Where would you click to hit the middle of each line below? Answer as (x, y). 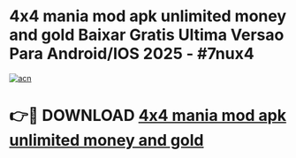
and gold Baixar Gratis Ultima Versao (147, 35)
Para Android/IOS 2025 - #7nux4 (132, 54)
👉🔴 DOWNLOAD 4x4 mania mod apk (148, 116)
